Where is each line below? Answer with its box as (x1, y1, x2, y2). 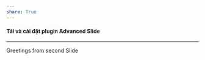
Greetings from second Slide (6, 47, 79, 54)
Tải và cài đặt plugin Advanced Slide (6, 28, 101, 35)
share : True (6, 8, 37, 15)
